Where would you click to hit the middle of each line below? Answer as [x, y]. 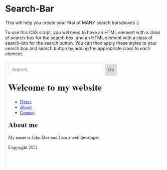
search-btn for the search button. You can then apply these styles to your [81, 43]
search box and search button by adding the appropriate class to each [78, 48]
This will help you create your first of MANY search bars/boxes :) [72, 23]
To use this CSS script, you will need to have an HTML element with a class [83, 32]
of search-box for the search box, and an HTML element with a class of [79, 38]
